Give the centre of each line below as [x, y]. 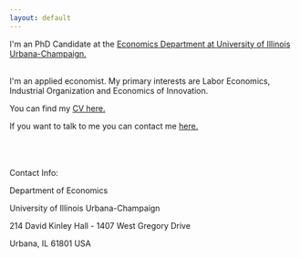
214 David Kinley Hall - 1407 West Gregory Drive [100, 225]
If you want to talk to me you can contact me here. [104, 126]
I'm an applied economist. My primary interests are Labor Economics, [140, 81]
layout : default [40, 18]
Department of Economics [59, 190]
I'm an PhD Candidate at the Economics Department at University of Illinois [150, 44]
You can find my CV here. [57, 108]
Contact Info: [34, 172]
